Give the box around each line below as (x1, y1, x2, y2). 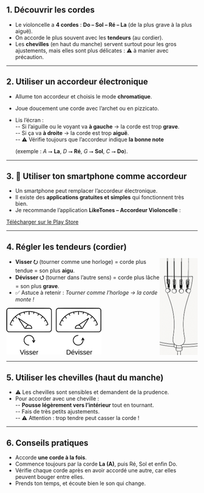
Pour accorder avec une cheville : (15, 395, 100, 402)
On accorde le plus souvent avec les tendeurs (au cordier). (15, 33, 164, 41)
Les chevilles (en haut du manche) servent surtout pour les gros (15, 40, 177, 47)
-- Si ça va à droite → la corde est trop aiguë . (15, 129, 129, 136)
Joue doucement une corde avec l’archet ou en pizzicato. (15, 105, 160, 112)
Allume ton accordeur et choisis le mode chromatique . (15, 92, 152, 100)
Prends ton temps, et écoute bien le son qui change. (15, 480, 146, 487)
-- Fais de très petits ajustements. (15, 408, 100, 415)
